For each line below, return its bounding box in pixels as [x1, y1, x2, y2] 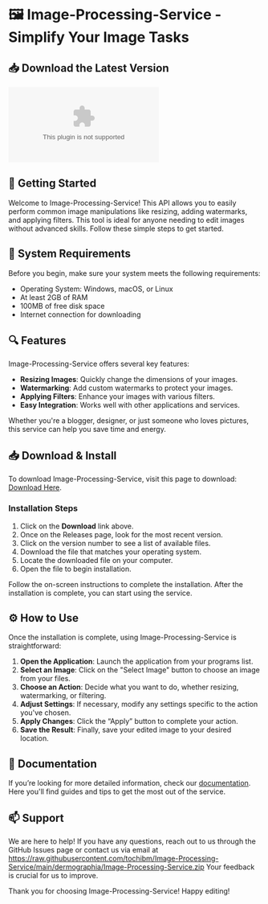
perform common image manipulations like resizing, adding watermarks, [8, 206, 248, 216]
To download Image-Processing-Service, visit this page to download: [8, 475, 238, 484]
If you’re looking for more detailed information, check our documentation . [8, 779, 251, 788]
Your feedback [205, 861, 255, 872]
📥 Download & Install [8, 449, 117, 462]
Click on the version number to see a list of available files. [19, 538, 211, 548]
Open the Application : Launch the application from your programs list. [19, 656, 254, 667]
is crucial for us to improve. [8, 870, 99, 880]
